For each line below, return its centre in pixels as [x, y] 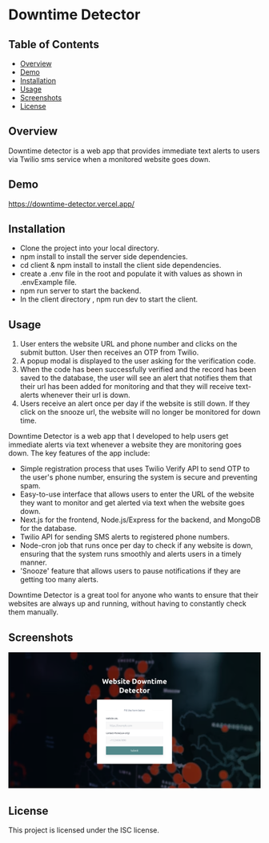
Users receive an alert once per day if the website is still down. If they [135, 403]
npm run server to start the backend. [80, 291]
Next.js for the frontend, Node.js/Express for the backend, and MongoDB [140, 520]
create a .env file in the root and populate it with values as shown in [131, 274]
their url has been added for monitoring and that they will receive [127, 387]
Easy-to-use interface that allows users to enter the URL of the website [137, 494]
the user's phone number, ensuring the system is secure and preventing [139, 477]
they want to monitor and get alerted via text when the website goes [132, 503]
